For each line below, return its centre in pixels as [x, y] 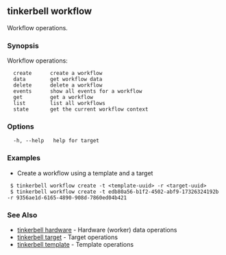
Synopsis [23, 45]
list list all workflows [60, 103]
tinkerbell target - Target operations [67, 237]
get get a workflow [53, 98]
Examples [24, 158]
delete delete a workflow [58, 85]
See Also [22, 214]
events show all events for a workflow [78, 91]
